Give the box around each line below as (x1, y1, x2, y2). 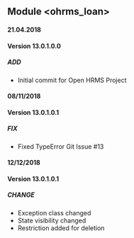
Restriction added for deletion (17, 223, 105, 232)
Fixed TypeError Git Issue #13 (17, 142, 104, 151)
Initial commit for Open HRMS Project (17, 76, 127, 84)
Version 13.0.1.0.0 (7, 42, 62, 50)
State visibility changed (17, 216, 86, 225)
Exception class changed (17, 208, 91, 217)
